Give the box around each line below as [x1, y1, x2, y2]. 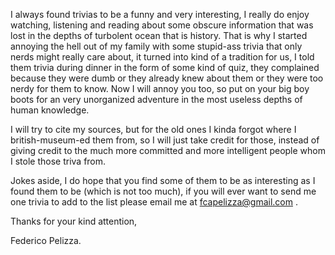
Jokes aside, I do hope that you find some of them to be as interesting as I [10, 175, 316, 186]
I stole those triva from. [10, 155, 107, 167]
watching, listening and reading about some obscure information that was [10, 19, 314, 31]
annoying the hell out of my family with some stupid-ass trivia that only [10, 40, 303, 52]
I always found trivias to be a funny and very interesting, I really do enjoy [10, 9, 310, 20]
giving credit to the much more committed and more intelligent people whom [10, 145, 326, 156]
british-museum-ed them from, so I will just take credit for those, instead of [10, 134, 320, 146]
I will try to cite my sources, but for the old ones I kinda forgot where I [10, 124, 297, 135]
